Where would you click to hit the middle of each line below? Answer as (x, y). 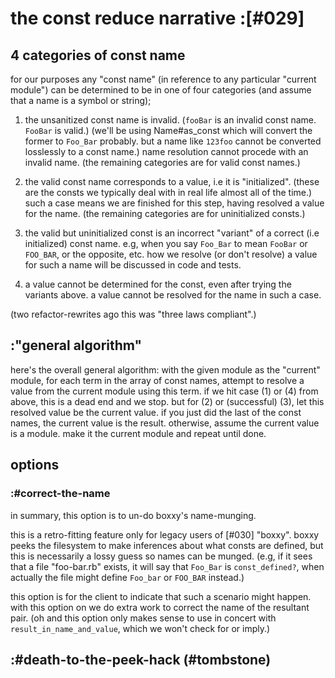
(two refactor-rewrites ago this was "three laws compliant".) (133, 314)
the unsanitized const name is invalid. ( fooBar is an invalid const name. (170, 120)
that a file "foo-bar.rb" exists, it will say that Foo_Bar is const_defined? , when (167, 566)
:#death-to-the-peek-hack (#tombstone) (141, 659)
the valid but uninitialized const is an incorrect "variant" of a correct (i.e (172, 233)
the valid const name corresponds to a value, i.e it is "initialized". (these (172, 181)
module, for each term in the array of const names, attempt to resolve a (157, 380)
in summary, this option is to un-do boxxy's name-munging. (133, 515)
